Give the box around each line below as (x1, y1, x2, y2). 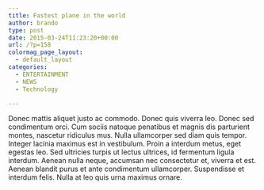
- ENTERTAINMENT (15, 70, 69, 78)
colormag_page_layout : (8, 48, 83, 56)
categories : (8, 63, 48, 71)
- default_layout (15, 56, 73, 64)
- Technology (15, 85, 59, 93)
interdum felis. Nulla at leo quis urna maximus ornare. (8, 173, 182, 182)
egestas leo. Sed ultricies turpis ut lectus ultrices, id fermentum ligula (8, 147, 235, 157)
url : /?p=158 (8, 41, 52, 49)
